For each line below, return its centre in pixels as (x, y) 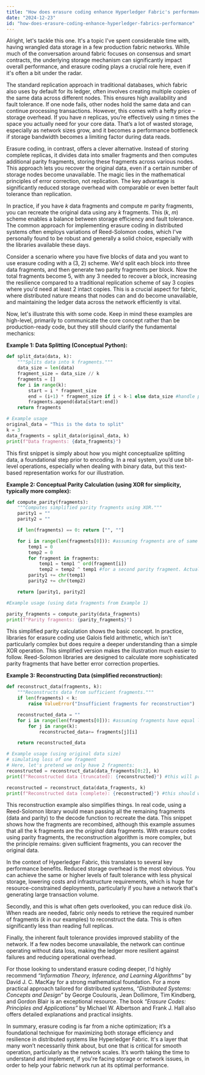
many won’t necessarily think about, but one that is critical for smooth (94, 1046)
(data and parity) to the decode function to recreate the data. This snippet (99, 818)
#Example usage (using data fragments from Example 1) (77, 603)
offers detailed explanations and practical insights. (70, 1015)
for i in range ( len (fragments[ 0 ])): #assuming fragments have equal (106, 720)
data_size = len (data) (46, 368)
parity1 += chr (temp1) (57, 575)
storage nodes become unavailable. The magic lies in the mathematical (95, 175)
